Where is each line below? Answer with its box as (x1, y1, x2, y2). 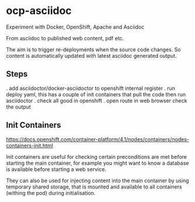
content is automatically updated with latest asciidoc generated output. (6, 52, 177, 59)
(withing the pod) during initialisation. (6, 189, 96, 196)
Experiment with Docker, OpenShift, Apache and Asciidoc (6, 23, 145, 30)
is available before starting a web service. (6, 165, 107, 173)
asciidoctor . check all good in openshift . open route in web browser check (6, 97, 187, 104)
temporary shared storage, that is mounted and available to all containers (6, 183, 182, 190)
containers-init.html (6, 142, 54, 149)
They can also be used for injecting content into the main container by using (6, 177, 189, 184)
